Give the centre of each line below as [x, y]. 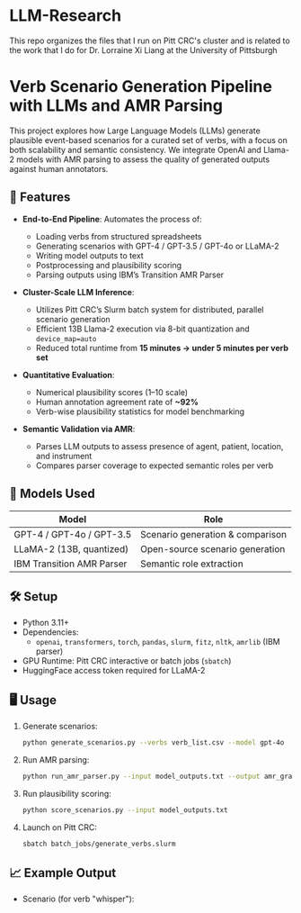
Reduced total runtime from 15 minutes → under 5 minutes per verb [162, 348]
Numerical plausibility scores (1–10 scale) [112, 392]
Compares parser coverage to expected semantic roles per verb [155, 466]
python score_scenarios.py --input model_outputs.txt [125, 810]
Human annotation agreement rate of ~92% [117, 402]
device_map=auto [66, 339]
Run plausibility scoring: [67, 793]
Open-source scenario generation [213, 548]
